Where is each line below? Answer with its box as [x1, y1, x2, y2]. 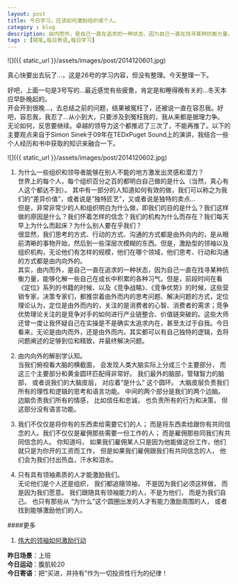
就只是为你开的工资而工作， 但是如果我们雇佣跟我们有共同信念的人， [17, 446, 218, 455]
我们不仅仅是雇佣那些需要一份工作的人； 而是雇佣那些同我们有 [42, 429, 225, 437]
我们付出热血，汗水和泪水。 [36, 456, 118, 464]
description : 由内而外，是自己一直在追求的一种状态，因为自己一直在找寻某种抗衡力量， [7, 30, 234, 38]
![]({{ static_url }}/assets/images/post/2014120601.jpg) [7, 56, 166, 65]
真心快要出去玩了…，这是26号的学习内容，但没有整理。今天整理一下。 [7, 71, 213, 79]
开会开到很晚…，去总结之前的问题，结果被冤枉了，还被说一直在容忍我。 [7, 104, 218, 112]
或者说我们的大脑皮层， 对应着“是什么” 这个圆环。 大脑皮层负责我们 [31, 378, 229, 387]
